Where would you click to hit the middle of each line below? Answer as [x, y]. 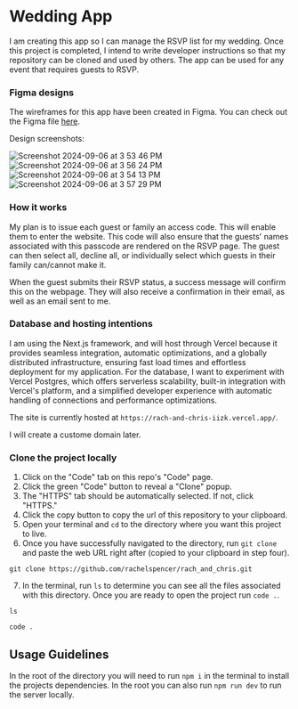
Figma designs [42, 93]
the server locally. [42, 694]
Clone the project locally [63, 458]
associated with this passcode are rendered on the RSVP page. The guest [145, 246]
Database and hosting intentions [81, 324]
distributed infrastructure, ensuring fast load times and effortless [128, 362]
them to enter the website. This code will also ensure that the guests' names [149, 236]
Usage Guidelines [59, 654]
